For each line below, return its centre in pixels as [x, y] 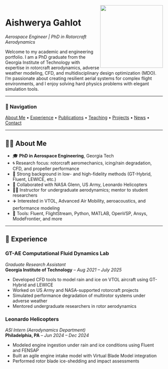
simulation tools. [22, 89]
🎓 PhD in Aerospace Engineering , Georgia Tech [63, 156]
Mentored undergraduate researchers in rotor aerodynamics [74, 306]
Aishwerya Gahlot [43, 23]
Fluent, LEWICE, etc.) [34, 179]
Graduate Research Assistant [35, 264]
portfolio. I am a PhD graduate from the [45, 57]
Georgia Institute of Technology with [43, 62]
